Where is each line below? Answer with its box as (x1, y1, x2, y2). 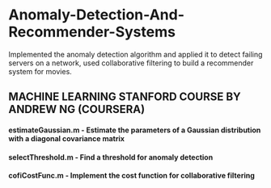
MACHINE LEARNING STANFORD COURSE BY (8, 90, 241, 104)
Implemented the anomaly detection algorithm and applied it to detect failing (8, 49, 263, 59)
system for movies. (8, 66, 73, 76)
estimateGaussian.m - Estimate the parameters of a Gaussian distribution (8, 125, 261, 135)
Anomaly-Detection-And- (8, 6, 184, 24)
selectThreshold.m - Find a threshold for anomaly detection (8, 152, 214, 162)
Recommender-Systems (8, 23, 176, 41)
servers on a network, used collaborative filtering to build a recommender (8, 58, 254, 68)
